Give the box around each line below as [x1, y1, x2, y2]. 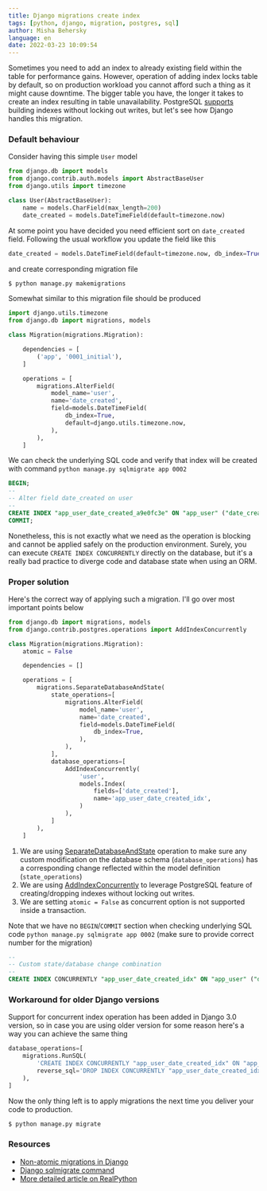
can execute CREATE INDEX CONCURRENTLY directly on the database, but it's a [8, 547, 253, 558]
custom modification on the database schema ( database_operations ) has [19, 854, 258, 864]
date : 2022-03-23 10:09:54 [8, 41, 98, 49]
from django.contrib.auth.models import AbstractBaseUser [8, 174, 204, 183]
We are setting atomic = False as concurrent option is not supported [19, 897, 245, 907]
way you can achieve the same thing [8, 1029, 129, 1039]
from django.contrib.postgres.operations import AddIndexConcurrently [8, 625, 247, 633]
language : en [8, 33, 52, 42]
